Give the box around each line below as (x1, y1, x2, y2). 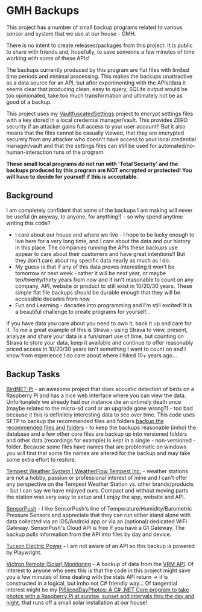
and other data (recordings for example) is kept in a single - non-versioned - (6, 436, 196, 444)
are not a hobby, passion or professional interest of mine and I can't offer (6, 474, 188, 481)
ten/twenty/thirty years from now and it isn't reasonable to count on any (14, 276, 194, 283)
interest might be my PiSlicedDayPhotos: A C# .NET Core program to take (6, 586, 189, 593)
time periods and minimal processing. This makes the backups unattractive (6, 72, 193, 80)
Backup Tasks (6, 369, 60, 380)
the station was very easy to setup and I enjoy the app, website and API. (6, 493, 186, 500)
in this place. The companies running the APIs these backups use (14, 244, 178, 251)
